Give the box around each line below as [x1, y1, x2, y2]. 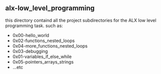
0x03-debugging [12, 48, 48, 54]
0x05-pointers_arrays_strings [12, 58, 74, 64]
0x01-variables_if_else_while [12, 53, 72, 59]
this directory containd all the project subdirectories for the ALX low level [5, 17, 157, 23]
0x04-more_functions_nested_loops [12, 42, 88, 49]
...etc [12, 64, 24, 70]
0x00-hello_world [12, 32, 49, 38]
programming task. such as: [5, 22, 63, 28]
